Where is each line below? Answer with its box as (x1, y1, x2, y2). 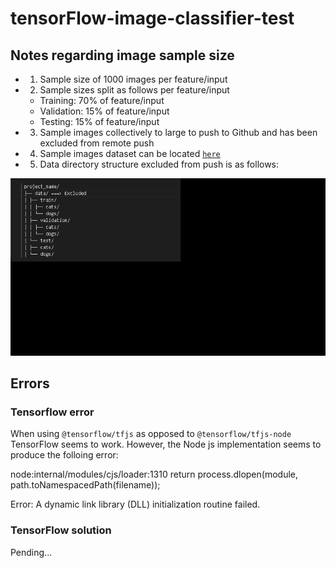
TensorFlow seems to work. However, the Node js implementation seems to (10, 438, 322, 451)
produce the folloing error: (10, 449, 119, 461)
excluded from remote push (39, 137, 155, 149)
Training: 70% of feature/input (39, 95, 165, 106)
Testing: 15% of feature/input (39, 116, 160, 127)
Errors (10, 375, 50, 392)
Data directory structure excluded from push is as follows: (39, 158, 280, 170)
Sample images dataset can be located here (39, 148, 221, 159)
